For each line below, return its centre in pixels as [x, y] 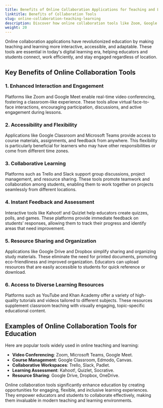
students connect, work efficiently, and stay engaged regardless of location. [81, 57]
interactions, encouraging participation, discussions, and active [78, 107]
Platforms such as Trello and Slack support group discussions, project [75, 174]
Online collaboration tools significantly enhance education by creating [75, 385]
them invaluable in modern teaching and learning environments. [69, 400]
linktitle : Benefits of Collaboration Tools [51, 14]
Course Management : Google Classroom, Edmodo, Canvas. [72, 360]
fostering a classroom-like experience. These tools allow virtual [68, 102]
